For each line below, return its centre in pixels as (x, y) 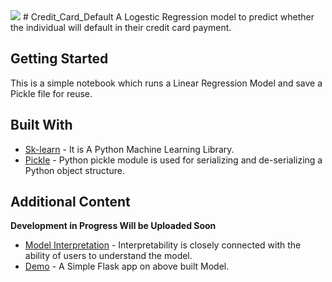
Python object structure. (74, 170)
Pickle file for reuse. (51, 93)
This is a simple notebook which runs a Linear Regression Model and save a (166, 83)
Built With (41, 125)
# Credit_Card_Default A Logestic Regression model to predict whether (168, 17)
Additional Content (70, 202)
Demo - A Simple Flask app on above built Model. (127, 266)
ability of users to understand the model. (108, 256)
